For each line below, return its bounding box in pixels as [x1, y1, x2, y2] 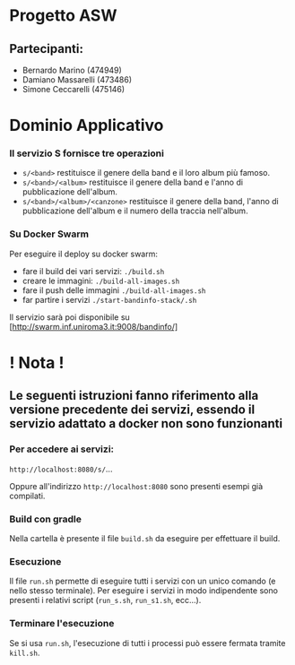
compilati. [9, 490, 46, 501]
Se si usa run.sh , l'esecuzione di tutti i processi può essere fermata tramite [9, 637, 286, 648]
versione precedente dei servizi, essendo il [9, 402, 256, 418]
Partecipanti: [9, 41, 83, 56]
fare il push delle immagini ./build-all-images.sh [22, 284, 206, 296]
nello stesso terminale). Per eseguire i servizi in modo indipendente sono [9, 585, 278, 596]
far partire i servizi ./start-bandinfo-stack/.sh [22, 294, 197, 305]
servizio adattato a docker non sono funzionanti [9, 416, 283, 431]
